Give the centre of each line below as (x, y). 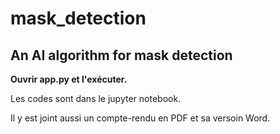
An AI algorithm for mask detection (121, 55)
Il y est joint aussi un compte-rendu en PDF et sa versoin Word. (140, 118)
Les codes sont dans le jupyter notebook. (96, 98)
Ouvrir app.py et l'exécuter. (69, 79)
